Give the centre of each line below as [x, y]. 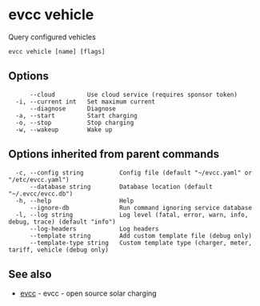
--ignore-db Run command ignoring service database [140, 207]
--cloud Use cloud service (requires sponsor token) [134, 95]
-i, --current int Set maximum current [86, 102]
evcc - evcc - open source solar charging [88, 293]
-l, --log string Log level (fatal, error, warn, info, [132, 215]
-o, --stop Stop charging [75, 123]
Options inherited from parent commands [114, 154]
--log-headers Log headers [94, 229]
